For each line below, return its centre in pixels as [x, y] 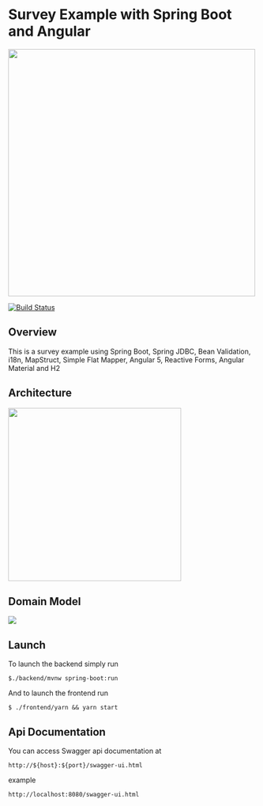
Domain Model [45, 602]
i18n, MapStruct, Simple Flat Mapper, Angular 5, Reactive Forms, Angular [126, 359]
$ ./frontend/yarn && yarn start [63, 708]
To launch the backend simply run [63, 664]
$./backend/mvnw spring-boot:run [63, 679]
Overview [33, 333]
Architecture [40, 393]
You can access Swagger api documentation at [85, 751]
